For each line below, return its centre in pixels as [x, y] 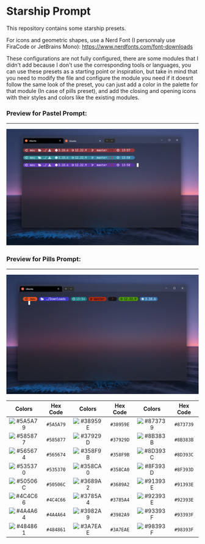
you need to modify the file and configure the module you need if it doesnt [100, 78]
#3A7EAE [120, 530]
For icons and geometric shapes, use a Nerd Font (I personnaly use [91, 40]
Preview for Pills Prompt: [44, 259]
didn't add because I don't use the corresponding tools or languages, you [99, 65]
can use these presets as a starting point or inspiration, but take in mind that [102, 71]
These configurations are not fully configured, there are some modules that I [102, 58]
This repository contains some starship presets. [66, 28]
